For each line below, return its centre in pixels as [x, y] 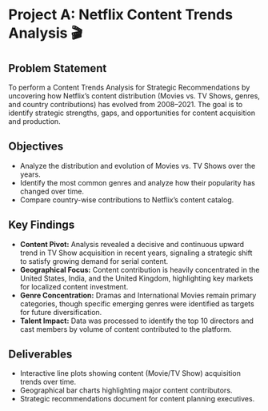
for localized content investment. [74, 286]
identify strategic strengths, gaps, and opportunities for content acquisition [132, 113]
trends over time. [48, 382]
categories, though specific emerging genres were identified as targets [137, 303]
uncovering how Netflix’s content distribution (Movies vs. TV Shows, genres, [134, 96]
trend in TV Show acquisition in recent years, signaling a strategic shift [136, 253]
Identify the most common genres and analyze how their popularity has [138, 182]
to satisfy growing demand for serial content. [94, 261]
